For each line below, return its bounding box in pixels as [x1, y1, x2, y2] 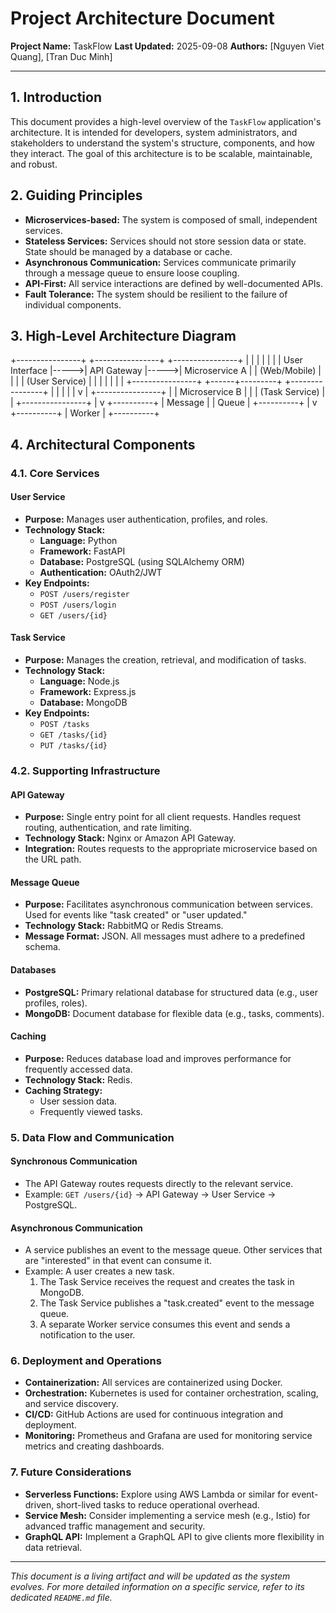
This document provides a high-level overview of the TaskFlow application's [10, 115, 322, 127]
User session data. [39, 1095, 118, 1107]
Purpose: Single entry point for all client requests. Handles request [24, 811, 302, 823]
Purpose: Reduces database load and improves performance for [24, 1052, 292, 1064]
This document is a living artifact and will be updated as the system [10, 1570, 291, 1582]
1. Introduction [10, 89, 102, 106]
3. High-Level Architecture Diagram [10, 327, 237, 344]
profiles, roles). [24, 997, 88, 1009]
